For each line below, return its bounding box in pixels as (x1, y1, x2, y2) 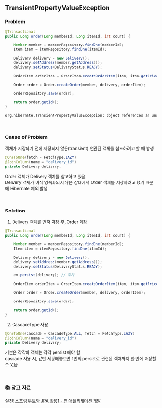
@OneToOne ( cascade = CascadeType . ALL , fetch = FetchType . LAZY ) (5, 331, 135, 336)
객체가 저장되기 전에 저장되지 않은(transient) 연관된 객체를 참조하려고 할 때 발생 (5, 145, 154, 151)
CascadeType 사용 (12, 321, 49, 327)
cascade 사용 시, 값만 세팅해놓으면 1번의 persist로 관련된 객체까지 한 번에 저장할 (5, 356, 157, 362)
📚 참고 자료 (5, 384, 31, 391)
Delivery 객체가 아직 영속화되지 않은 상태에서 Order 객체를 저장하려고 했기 (5, 179, 145, 185)
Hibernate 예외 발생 (10, 185, 48, 191)
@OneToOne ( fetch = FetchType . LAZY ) (5, 155, 77, 160)
